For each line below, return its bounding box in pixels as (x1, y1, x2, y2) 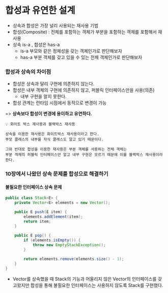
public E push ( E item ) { (14, 210, 67, 215)
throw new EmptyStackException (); (32, 243, 106, 248)
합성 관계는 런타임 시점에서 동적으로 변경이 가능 (12, 100, 107, 106)
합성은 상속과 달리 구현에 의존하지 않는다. (12, 81, 95, 87)
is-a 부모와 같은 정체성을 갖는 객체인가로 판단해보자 (20, 48, 122, 54)
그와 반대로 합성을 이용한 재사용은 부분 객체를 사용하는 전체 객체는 (5, 147, 127, 152)
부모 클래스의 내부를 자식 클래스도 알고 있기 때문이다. (5, 137, 104, 142)
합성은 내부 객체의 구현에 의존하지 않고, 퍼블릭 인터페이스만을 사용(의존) (12, 87, 155, 93)
